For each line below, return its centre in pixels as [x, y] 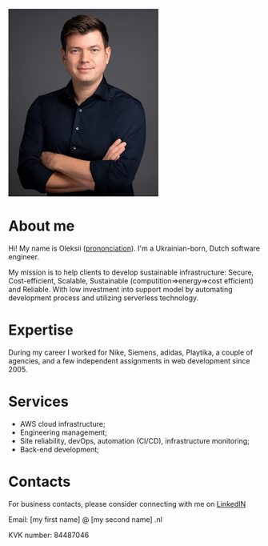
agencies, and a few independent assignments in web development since [129, 360]
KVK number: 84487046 [49, 535]
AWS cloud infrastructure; [62, 424]
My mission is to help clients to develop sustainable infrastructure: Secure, [131, 272]
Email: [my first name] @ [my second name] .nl [85, 519]
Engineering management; [64, 432]
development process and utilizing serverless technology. [104, 298]
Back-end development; [60, 449]
